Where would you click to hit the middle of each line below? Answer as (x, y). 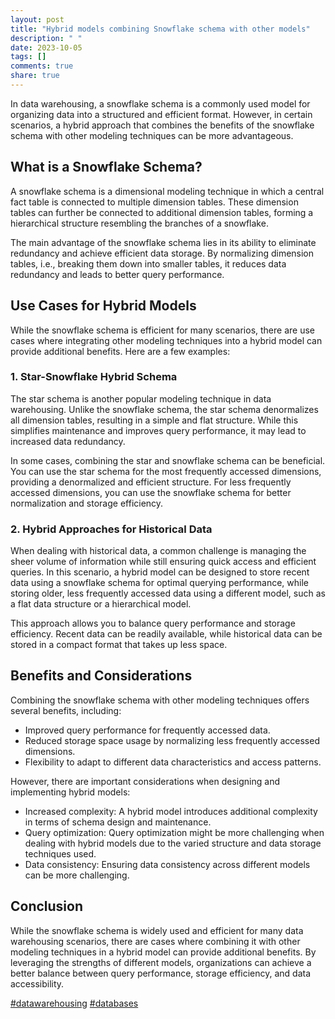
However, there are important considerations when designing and (145, 781)
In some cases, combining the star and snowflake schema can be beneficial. (168, 460)
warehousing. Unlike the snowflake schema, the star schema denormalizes (164, 409)
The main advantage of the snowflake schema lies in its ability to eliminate (163, 242)
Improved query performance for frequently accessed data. (147, 730)
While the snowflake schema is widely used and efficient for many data (157, 930)
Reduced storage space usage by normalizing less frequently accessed (172, 740)
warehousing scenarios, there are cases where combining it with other (155, 941)
